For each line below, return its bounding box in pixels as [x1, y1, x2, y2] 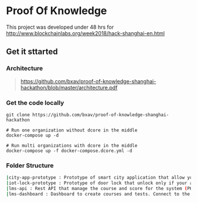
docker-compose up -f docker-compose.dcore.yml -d [6, 148, 133, 154]
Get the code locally [6, 99, 64, 107]
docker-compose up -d [6, 132, 59, 138]
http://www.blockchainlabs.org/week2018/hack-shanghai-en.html [6, 29, 165, 36]
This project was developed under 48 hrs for [6, 23, 114, 31]
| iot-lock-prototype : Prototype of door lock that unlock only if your [6, 180, 188, 186]
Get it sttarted [6, 47, 58, 57]
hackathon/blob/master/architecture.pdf [20, 84, 118, 91]
